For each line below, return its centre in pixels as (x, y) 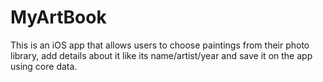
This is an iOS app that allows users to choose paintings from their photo (160, 45)
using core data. (44, 66)
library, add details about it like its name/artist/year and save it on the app (161, 55)
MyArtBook (58, 17)
